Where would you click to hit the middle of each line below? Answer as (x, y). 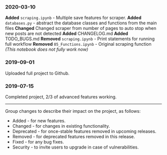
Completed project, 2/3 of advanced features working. (61, 97)
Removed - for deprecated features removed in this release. (74, 136)
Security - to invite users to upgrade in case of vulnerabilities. (76, 147)
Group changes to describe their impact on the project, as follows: (73, 111)
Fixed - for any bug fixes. (38, 142)
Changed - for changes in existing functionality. (61, 126)
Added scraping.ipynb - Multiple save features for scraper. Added (73, 18)
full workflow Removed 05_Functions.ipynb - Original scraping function (78, 44)
